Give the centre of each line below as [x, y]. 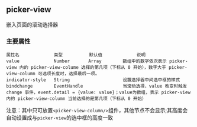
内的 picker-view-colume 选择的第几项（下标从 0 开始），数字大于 [93, 68]
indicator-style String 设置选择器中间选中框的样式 [93, 80]
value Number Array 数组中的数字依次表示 [86, 61]
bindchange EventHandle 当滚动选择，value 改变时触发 [97, 86]
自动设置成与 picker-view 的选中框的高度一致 [60, 118]
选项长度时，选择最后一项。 [71, 74]
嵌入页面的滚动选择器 [32, 24]
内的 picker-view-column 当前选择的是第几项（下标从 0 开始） [76, 99]
